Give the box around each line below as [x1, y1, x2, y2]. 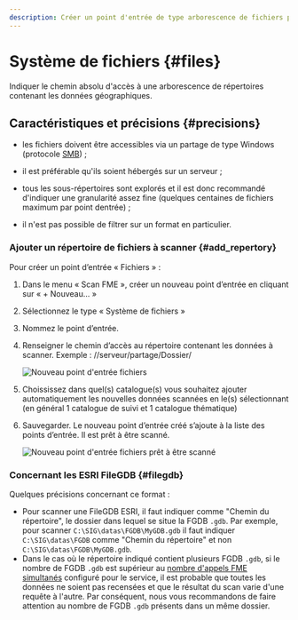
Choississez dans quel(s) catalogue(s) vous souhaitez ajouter [21, 384, 247, 394]
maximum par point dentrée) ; [21, 202, 131, 213]
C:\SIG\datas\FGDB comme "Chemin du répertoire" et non [21, 534, 232, 544]
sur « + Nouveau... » [21, 288, 98, 298]
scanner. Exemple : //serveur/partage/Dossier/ [21, 349, 192, 360]
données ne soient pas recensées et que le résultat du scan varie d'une [21, 581, 285, 592]
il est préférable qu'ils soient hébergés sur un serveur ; [21, 166, 223, 177]
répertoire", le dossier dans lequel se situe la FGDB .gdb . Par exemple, [21, 515, 278, 526]
